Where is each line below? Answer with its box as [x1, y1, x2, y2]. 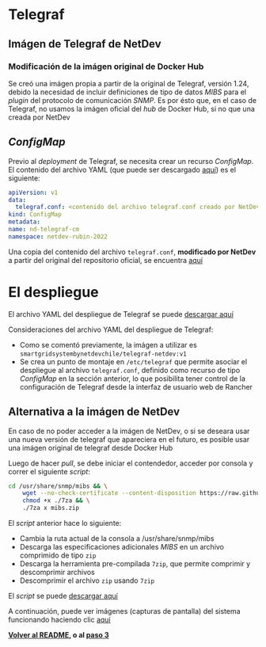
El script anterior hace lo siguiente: [8, 519, 122, 528]
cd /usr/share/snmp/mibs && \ [8, 481, 108, 490]
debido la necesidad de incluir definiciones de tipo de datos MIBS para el [8, 87, 247, 97]
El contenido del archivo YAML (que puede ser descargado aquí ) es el [8, 165, 236, 174]
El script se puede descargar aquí [8, 592, 119, 601]
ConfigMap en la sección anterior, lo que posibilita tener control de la [19, 374, 245, 383]
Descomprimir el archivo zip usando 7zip [19, 576, 155, 585]
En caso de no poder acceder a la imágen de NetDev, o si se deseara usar [8, 426, 250, 436]
